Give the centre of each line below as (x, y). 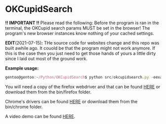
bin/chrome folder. (24, 107)
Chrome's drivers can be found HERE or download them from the (71, 101)
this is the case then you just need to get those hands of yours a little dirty (81, 53)
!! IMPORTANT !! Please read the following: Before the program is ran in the (82, 23)
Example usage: (22, 68)
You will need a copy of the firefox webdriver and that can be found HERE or (83, 86)
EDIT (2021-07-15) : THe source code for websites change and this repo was (82, 42)
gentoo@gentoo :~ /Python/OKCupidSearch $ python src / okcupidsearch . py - (79, 77)
